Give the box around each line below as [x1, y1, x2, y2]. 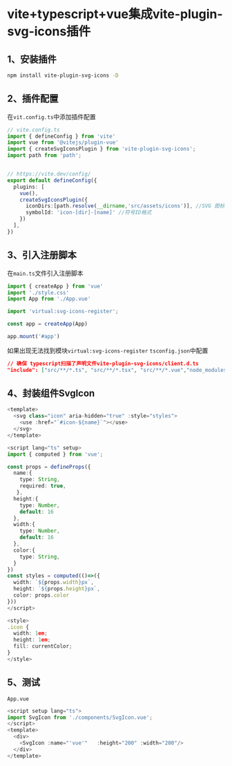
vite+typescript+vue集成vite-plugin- [7, 6, 223, 22]
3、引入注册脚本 [7, 250, 77, 261]
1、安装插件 [7, 53, 57, 65]
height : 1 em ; [13, 637, 51, 644]
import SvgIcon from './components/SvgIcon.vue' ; [7, 713, 153, 721]
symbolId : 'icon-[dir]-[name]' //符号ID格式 [25, 209, 152, 216]
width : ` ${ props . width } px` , [13, 579, 95, 586]
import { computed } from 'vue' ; [7, 451, 104, 458]
